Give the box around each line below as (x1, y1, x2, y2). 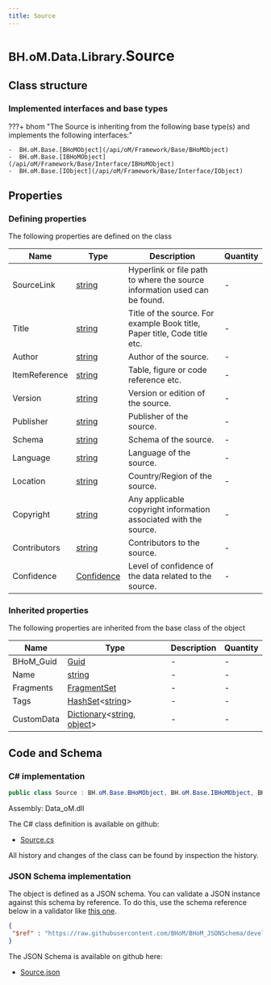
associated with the (127, 514, 202, 526)
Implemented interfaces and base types (8, 103, 168, 114)
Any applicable (127, 494, 185, 505)
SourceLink (12, 280, 56, 291)
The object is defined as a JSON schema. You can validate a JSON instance (8, 889, 261, 898)
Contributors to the (127, 537, 200, 548)
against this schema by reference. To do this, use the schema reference (8, 898, 248, 907)
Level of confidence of (127, 560, 214, 572)
